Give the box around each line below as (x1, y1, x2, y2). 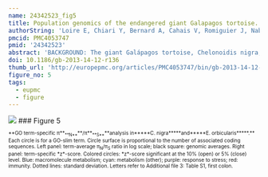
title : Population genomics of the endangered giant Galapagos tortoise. (8, 19, 259, 27)
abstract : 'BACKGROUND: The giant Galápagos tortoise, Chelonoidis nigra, (8, 49, 262, 57)
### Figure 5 (18, 116, 61, 126)
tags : (8, 78, 26, 86)
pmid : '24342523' (8, 41, 66, 49)
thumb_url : (8, 64, 45, 72)
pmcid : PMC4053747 (8, 33, 69, 42)
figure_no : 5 (8, 71, 52, 79)
